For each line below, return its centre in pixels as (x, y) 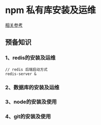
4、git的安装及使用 (28, 116)
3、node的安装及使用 (31, 102)
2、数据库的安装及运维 (32, 87)
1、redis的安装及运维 (30, 58)
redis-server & (21, 74)
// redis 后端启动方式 (26, 69)
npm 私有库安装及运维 (50, 10)
